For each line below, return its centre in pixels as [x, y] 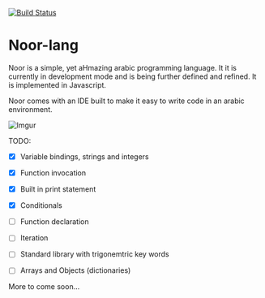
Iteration [34, 238]
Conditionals [41, 205]
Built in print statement [58, 189]
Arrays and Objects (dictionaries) [75, 270]
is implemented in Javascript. [58, 84]
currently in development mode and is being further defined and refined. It [132, 76]
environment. [30, 109]
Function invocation [53, 173]
